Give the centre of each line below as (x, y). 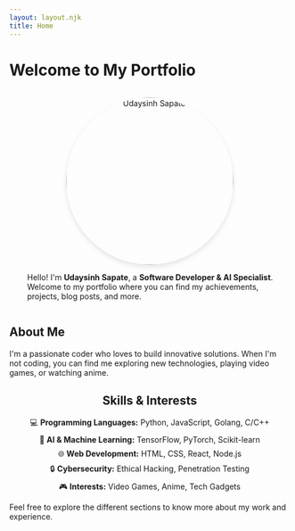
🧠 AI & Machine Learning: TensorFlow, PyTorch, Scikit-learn (150, 440)
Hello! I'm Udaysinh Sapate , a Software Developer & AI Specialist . (150, 277)
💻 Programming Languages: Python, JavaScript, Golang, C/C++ (150, 423)
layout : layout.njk (45, 17)
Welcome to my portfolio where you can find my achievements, (143, 286)
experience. (31, 517)
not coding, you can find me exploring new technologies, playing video (139, 363)
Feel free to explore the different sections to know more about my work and (148, 507)
